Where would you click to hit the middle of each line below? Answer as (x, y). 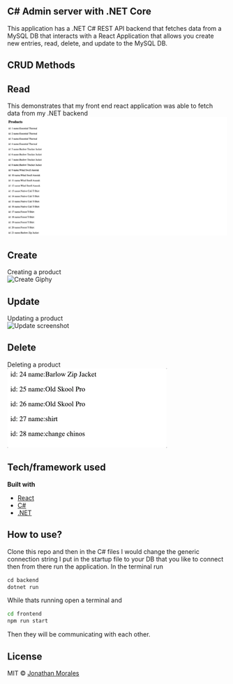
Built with (21, 484)
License (25, 656)
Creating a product (34, 272)
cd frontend (24, 614)
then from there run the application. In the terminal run (85, 567)
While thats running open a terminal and (65, 600)
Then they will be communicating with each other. (79, 634)
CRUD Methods (41, 65)
